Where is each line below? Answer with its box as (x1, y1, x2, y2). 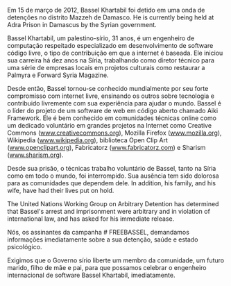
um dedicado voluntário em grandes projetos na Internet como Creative (7, 121, 212, 129)
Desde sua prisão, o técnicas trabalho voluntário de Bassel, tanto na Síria (7, 165, 216, 172)
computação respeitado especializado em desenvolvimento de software (7, 42, 214, 49)
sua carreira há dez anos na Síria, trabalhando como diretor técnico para (7, 56, 215, 65)
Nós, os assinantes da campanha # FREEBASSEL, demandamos (7, 228, 189, 236)
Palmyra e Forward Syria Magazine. (7, 71, 109, 79)
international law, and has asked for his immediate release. (7, 214, 175, 223)
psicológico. (7, 243, 42, 251)
